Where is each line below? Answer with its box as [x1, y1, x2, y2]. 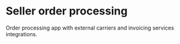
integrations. [6, 30, 38, 37]
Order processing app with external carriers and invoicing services [6, 24, 174, 31]
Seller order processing [6, 4, 128, 18]
